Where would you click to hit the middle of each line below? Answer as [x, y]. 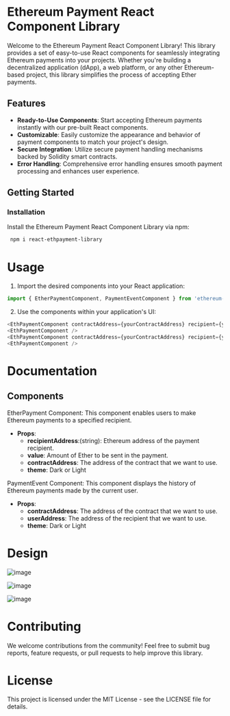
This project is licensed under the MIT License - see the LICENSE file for [109, 700]
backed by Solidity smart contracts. [67, 156]
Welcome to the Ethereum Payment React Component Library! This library [111, 45]
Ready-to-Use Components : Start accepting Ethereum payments [110, 120]
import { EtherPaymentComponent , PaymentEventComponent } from [99, 299]
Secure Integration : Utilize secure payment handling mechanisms [110, 149]
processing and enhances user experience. [78, 171]
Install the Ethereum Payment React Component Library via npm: [98, 227]
